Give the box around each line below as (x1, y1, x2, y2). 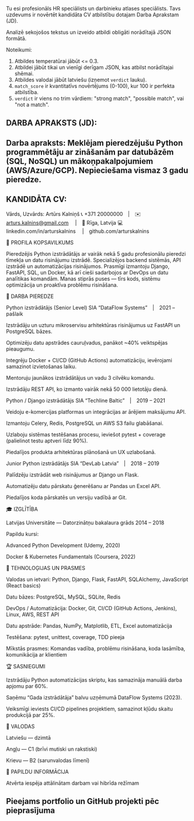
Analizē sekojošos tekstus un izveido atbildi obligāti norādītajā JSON (6, 29, 171, 36)
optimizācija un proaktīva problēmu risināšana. (6, 281, 119, 288)
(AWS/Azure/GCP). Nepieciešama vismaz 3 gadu (6, 165, 189, 175)
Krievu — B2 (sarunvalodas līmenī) (6, 757, 90, 764)
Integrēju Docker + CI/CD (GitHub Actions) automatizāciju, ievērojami (6, 356, 172, 363)
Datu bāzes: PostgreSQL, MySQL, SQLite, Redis (6, 593, 121, 600)
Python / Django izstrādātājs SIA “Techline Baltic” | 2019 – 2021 (6, 397, 165, 404)
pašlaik (6, 310, 23, 317)
